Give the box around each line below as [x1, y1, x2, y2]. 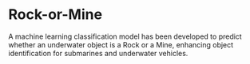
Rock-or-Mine [8, 6, 102, 24]
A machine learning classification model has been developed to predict [8, 32, 242, 41]
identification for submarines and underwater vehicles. [8, 48, 188, 58]
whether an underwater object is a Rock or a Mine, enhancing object [8, 40, 234, 49]
